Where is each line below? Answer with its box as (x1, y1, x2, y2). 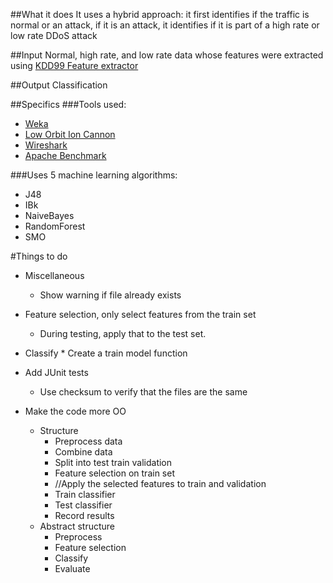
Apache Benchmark (24, 150, 107, 161)
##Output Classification (10, 79, 108, 91)
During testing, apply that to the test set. (39, 328, 207, 339)
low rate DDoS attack (10, 30, 98, 41)
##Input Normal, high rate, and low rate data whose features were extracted (10, 49, 324, 61)
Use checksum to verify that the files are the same (39, 386, 248, 398)
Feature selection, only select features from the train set (24, 309, 257, 320)
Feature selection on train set (54, 467, 175, 479)
